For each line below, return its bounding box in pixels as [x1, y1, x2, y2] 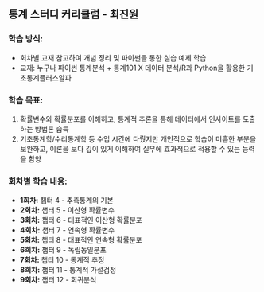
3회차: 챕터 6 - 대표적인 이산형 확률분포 [19, 216, 143, 225]
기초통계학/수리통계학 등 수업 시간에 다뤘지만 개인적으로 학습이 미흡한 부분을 [19, 134, 257, 143]
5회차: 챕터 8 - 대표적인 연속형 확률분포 [19, 236, 143, 245]
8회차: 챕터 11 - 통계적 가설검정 [19, 265, 117, 274]
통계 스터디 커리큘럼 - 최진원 [8, 7, 139, 21]
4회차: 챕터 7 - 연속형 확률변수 [19, 225, 115, 235]
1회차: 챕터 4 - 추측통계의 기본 [19, 196, 114, 205]
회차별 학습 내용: [8, 176, 68, 187]
